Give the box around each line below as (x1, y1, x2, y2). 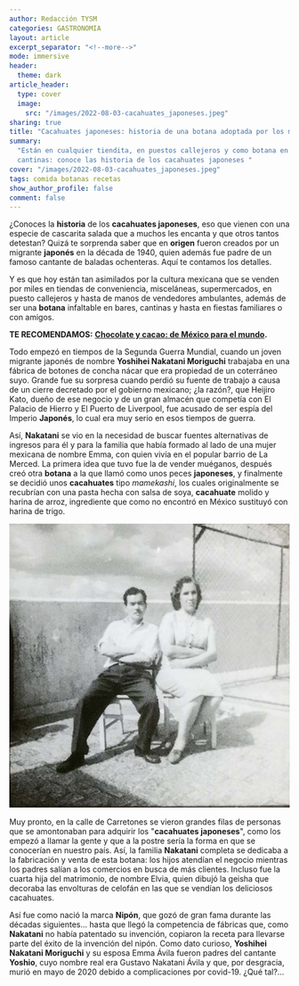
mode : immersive (9, 52, 69, 62)
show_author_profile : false (9, 184, 114, 193)
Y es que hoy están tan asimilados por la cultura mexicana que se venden (9, 274, 279, 285)
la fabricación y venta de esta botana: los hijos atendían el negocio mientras (9, 854, 288, 865)
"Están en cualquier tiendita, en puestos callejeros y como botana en (17, 146, 289, 155)
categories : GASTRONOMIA (9, 23, 101, 33)
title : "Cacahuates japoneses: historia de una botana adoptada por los (9, 128, 285, 137)
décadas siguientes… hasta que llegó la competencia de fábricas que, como (9, 919, 289, 930)
